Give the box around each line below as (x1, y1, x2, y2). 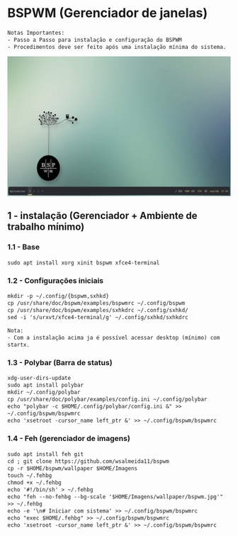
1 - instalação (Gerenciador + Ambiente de (7, 210, 198, 222)
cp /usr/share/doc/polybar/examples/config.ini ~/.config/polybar (7, 396, 208, 403)
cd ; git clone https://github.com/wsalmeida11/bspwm (7, 457, 170, 465)
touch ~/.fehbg (7, 471, 52, 479)
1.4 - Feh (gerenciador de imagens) (7, 434, 131, 444)
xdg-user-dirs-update (7, 374, 72, 382)
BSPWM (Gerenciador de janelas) (7, 5, 208, 21)
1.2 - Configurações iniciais (7, 275, 104, 285)
